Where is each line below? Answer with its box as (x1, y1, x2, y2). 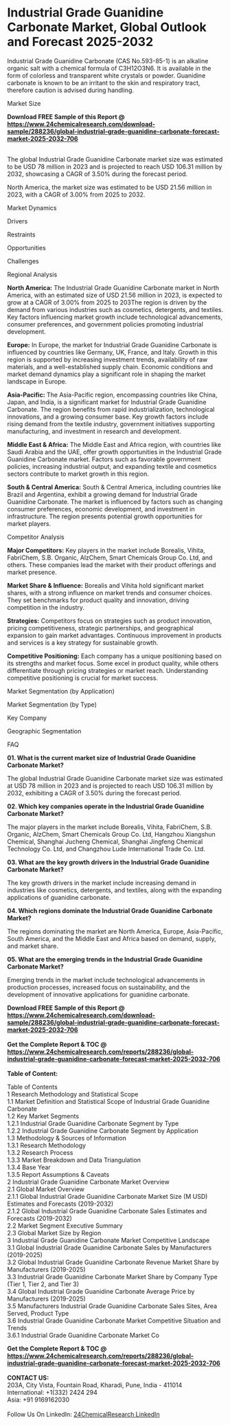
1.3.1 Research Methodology (7, 1141, 87, 1149)
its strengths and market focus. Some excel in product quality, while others (7, 659, 219, 667)
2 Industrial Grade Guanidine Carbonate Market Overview (7, 1178, 170, 1186)
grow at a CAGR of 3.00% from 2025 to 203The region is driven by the (7, 298, 207, 307)
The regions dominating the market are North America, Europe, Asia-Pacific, (7, 927, 223, 936)
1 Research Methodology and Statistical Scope (7, 1090, 139, 1098)
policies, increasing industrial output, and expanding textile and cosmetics (7, 462, 217, 470)
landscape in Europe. (7, 377, 67, 386)
